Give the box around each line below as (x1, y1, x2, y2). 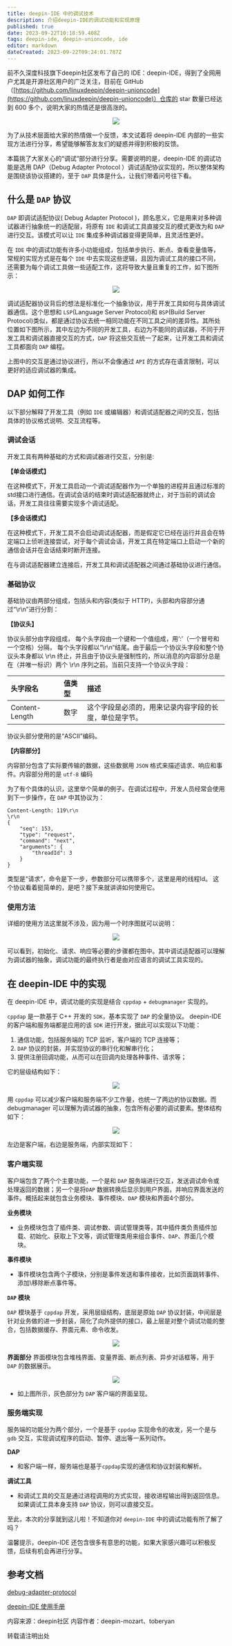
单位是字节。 (101, 713, 143, 723)
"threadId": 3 (32, 849, 72, 857)
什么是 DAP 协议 (7, 194, 71, 206)
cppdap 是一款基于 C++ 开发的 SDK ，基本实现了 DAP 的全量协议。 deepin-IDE (7, 1012, 222, 1021)
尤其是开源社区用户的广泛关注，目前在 (12, 77, 122, 85)
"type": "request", (19, 831, 76, 838)
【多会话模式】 (7, 514, 50, 522)
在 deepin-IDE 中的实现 (7, 977, 106, 990)
